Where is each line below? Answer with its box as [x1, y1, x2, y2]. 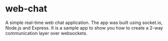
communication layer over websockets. [5, 30, 88, 36]
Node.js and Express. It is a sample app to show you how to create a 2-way [5, 24, 163, 30]
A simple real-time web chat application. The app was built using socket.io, [5, 19, 163, 25]
